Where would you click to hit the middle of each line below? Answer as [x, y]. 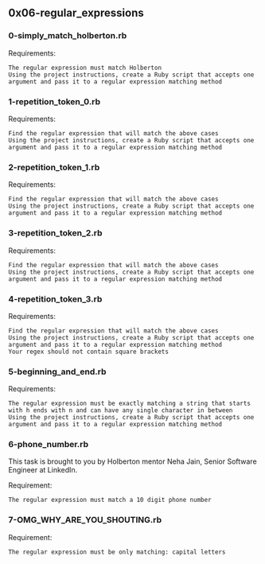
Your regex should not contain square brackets [89, 352]
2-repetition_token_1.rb [54, 167]
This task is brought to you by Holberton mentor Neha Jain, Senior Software [132, 461]
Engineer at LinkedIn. [43, 470]
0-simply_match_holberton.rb [68, 36]
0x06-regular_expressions [76, 13]
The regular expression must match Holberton [85, 68]
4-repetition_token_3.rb [55, 299]
